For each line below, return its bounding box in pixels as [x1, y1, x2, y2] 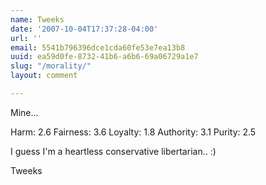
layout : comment [10, 71, 78, 81]
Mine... [10, 106, 39, 118]
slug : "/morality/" [10, 61, 92, 71]
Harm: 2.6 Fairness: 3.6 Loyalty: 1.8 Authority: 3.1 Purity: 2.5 [10, 126, 257, 138]
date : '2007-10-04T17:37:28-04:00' [10, 24, 159, 34]
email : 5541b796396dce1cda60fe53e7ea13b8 [10, 42, 186, 53]
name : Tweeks [10, 14, 65, 25]
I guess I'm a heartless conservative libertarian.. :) [10, 145, 217, 157]
